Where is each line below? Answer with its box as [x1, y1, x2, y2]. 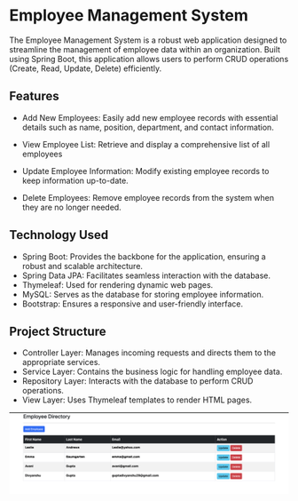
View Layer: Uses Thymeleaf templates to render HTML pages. [21, 394, 253, 405]
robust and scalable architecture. [21, 260, 144, 271]
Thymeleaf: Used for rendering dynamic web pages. [21, 279, 214, 290]
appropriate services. [21, 357, 100, 368]
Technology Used [9, 227, 109, 243]
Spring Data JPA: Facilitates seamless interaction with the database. [21, 270, 271, 281]
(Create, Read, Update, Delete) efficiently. [9, 63, 162, 74]
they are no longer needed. [21, 202, 122, 212]
